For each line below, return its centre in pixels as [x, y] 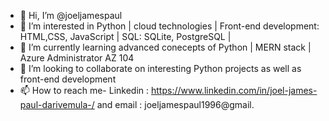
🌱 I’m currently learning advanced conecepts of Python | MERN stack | [165, 47]
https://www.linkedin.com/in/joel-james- [234, 90]
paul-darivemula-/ [57, 104]
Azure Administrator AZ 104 [77, 58]
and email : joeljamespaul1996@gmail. [175, 104]
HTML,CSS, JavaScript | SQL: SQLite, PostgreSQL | [125, 36]
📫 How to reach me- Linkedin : [84, 90]
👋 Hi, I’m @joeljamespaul [71, 15]
